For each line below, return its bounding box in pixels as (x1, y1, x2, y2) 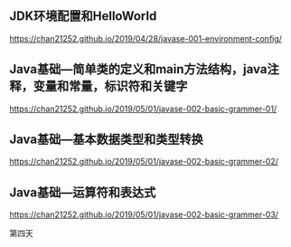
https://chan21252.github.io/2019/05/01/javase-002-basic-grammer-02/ (9, 157, 278, 167)
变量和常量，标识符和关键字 (33, 79, 188, 94)
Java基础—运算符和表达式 (9, 185, 156, 200)
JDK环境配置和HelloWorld (9, 8, 157, 24)
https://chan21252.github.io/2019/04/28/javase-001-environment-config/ (9, 33, 283, 43)
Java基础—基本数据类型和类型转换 (9, 132, 203, 147)
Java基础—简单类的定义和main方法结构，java (9, 62, 268, 77)
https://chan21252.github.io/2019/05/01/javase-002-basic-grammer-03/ (9, 209, 278, 220)
